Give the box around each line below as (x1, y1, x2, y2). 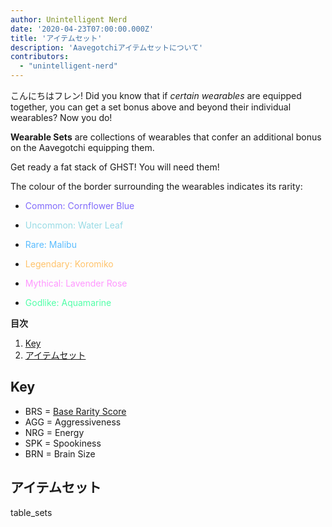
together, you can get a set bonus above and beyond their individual (10, 101, 292, 113)
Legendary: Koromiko (24, 258, 114, 270)
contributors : (10, 52, 70, 62)
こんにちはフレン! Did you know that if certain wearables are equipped (10, 90, 302, 101)
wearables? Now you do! (10, 112, 113, 123)
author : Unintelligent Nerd (10, 14, 128, 25)
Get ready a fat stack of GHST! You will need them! (10, 161, 220, 173)
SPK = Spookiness (24, 437, 102, 449)
